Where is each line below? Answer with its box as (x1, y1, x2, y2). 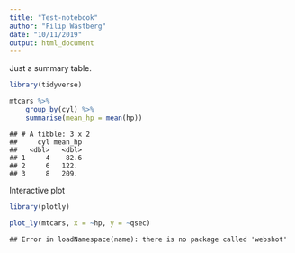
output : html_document (9, 38, 94, 48)
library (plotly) (9, 202, 70, 212)
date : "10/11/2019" (9, 30, 83, 39)
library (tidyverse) (9, 80, 83, 90)
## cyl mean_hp (9, 137, 83, 147)
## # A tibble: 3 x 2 (9, 130, 91, 139)
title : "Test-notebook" (9, 13, 99, 23)
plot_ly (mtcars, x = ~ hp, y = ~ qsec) (9, 218, 151, 228)
